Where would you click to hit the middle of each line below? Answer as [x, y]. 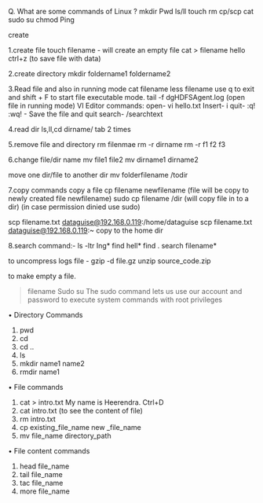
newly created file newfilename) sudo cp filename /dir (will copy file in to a [128, 198]
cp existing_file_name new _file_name [80, 427]
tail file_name [41, 474]
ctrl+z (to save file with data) [55, 59]
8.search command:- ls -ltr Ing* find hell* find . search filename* [113, 246]
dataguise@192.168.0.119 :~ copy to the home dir [86, 230]
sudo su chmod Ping [41, 20]
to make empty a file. [42, 276]
